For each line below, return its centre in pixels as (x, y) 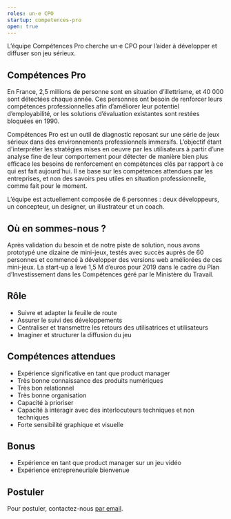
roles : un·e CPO (30, 13)
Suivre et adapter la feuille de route (67, 312)
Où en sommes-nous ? (57, 228)
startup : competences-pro (44, 20)
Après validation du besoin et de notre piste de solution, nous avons (104, 245)
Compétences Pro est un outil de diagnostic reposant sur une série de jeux (113, 135)
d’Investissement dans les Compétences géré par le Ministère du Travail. (110, 274)
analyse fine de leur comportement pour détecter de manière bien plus (108, 157)
